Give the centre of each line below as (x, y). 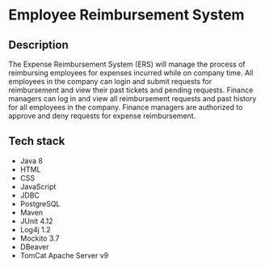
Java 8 (31, 160)
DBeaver (35, 247)
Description (38, 45)
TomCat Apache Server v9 (64, 255)
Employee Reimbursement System (126, 15)
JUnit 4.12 (37, 221)
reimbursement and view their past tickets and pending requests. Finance (131, 90)
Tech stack (37, 141)
